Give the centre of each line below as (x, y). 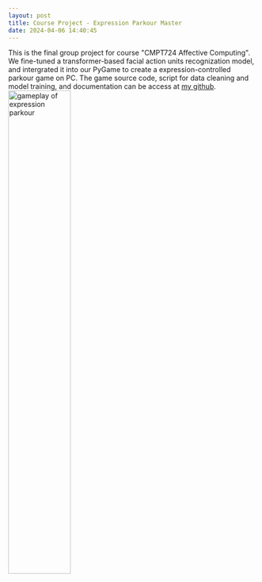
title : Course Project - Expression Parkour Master (95, 23)
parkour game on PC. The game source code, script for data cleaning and (129, 78)
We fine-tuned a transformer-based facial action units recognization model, (131, 61)
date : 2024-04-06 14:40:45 (53, 30)
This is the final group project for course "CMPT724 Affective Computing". (129, 53)
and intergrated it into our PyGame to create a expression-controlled (120, 70)
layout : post (30, 15)
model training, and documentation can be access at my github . (112, 86)
